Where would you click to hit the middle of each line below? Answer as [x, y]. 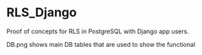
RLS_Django [42, 13]
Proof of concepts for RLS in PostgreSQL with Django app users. [98, 31]
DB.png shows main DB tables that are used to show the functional [101, 44]
